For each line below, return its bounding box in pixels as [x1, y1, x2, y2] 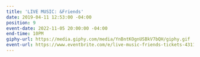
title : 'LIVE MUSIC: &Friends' [6, 8, 84, 15]
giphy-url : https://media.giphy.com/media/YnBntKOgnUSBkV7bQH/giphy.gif [6, 36, 190, 42]
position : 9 [6, 20, 36, 26]
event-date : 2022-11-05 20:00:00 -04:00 [6, 25, 108, 31]
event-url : [6, 42, 33, 48]
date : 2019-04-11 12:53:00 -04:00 [6, 14, 92, 20]
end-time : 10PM [6, 31, 44, 37]
